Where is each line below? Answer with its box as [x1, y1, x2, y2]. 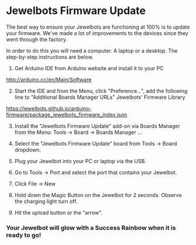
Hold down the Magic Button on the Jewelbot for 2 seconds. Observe [14, 191, 183, 198]
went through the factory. [6, 36, 67, 43]
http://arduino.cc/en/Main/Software [6, 76, 92, 83]
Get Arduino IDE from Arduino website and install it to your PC [14, 64, 164, 71]
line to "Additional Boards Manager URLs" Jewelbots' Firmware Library [14, 94, 185, 101]
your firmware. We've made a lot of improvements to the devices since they [6, 29, 188, 36]
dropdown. [14, 146, 41, 153]
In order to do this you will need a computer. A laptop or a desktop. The [6, 47, 178, 54]
